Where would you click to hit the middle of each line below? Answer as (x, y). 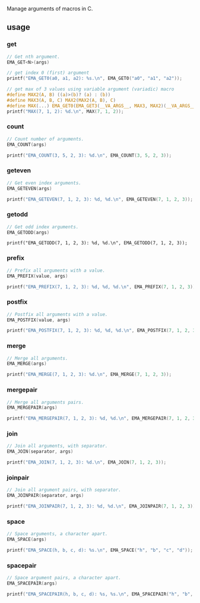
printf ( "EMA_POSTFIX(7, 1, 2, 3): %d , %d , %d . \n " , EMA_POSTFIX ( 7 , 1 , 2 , (99, 331)
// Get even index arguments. (44, 183)
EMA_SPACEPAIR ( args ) (32, 583)
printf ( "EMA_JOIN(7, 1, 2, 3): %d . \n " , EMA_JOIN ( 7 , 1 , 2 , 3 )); (87, 462)
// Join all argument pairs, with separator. (64, 490)
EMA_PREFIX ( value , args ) (37, 276)
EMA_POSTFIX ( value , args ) (39, 320)
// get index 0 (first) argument (48, 73)
